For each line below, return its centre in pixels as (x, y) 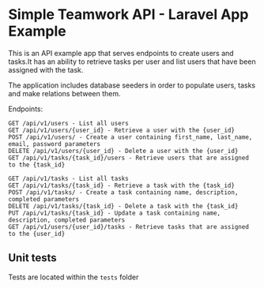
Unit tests (32, 258)
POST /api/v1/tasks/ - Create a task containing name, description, (123, 192)
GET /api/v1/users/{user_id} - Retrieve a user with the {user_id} (122, 130)
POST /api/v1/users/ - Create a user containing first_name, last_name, (130, 137)
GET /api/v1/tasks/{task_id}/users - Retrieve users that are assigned (128, 158)
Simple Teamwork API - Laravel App (128, 15)
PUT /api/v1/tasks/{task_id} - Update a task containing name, (115, 213)
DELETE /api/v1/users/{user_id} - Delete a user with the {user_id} (123, 151)
